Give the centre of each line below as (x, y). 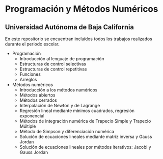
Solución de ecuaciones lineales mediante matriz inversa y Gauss (86, 136)
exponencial (32, 116)
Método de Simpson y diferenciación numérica (67, 131)
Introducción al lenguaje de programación (62, 59)
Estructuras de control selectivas (53, 64)
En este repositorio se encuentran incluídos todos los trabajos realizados (79, 39)
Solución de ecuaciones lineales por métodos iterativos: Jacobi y (85, 147)
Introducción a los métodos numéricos (58, 90)
